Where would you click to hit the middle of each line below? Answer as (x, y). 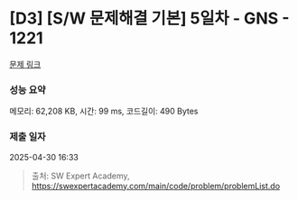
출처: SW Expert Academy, (80, 176)
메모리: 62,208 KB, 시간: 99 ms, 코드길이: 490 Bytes (104, 111)
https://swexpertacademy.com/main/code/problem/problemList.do (156, 186)
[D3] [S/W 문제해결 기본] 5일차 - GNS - (149, 18)
